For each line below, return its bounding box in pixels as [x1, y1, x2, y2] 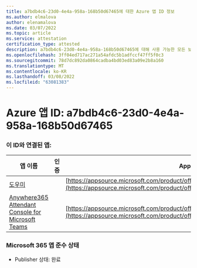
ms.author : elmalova [6, 14, 57, 20]
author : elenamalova [6, 19, 57, 25]
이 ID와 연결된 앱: [6, 141, 52, 149]
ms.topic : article [6, 30, 51, 36]
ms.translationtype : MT [6, 63, 64, 69]
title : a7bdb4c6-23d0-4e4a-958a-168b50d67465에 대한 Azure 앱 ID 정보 [6, 8, 175, 15]
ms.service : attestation [6, 36, 67, 42]
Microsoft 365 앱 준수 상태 [6, 241, 79, 249]
